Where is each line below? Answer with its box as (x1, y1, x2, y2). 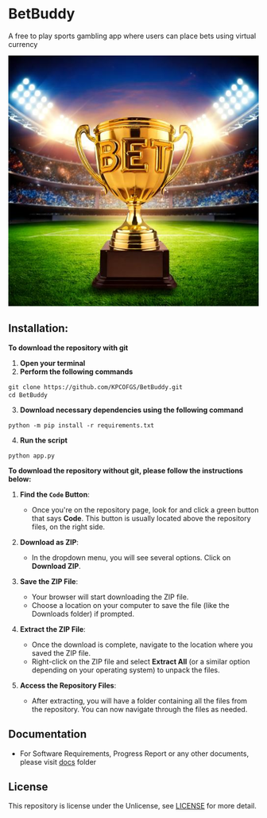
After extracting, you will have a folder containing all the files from (31, 695, 248, 705)
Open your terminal (19, 358, 86, 368)
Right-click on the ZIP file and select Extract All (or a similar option (31, 656, 250, 666)
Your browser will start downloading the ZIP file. (31, 592, 189, 602)
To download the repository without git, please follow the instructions (8, 465, 244, 475)
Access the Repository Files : (19, 680, 117, 690)
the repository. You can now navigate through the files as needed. (31, 704, 248, 714)
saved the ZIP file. (31, 648, 91, 657)
